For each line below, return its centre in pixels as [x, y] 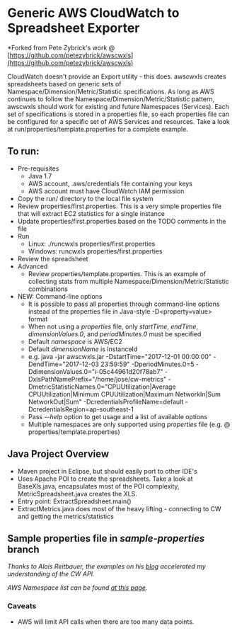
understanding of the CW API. [51, 574]
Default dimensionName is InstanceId [83, 349]
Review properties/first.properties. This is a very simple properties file [119, 206]
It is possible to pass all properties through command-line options [124, 304]
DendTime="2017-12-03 [63, 364]
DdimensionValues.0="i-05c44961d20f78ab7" [96, 371]
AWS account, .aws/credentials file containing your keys [110, 183]
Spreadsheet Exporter [74, 28]
